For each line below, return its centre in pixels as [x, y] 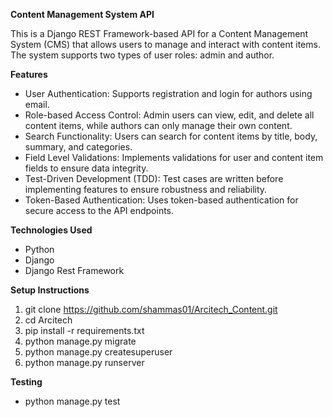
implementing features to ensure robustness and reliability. [146, 189]
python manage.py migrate [80, 341]
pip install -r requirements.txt [84, 330]
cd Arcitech [48, 320]
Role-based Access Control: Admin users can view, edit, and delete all [169, 115]
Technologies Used [51, 230]
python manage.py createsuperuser [98, 352]
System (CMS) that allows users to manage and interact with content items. [165, 44]
